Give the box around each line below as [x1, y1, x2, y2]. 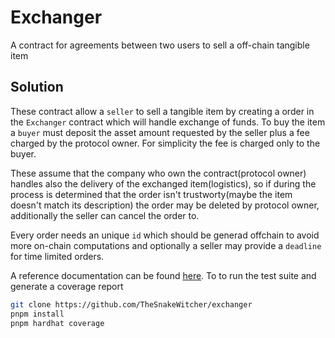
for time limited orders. [10, 250, 105, 262]
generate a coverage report [10, 280, 124, 292]
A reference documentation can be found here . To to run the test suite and [10, 269, 317, 281]
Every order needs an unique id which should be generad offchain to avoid [10, 229, 320, 241]
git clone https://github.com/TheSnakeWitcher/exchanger [10, 299, 253, 310]
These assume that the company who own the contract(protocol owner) [10, 167, 307, 179]
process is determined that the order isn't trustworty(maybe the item [10, 188, 293, 200]
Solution [10, 79, 64, 96]
